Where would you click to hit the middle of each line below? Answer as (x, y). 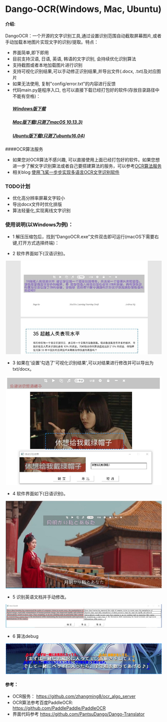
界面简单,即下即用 (30, 53)
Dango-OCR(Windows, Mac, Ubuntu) (83, 9)
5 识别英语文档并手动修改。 (41, 597)
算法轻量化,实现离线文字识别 (41, 211)
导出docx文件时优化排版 (37, 204)
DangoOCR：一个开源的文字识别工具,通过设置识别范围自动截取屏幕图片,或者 (83, 36)
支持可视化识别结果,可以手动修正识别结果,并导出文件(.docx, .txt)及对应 (84, 71)
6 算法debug (25, 636)
